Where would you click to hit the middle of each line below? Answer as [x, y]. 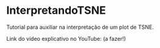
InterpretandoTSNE [56, 10]
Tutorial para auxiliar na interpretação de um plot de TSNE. [80, 27]
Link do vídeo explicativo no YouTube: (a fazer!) [66, 38]
